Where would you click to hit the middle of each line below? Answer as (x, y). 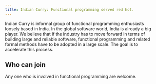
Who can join (25, 65)
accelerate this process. (29, 49)
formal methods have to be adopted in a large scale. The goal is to (71, 44)
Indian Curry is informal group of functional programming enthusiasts (75, 23)
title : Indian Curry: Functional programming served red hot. (69, 10)
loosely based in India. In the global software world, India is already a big (78, 29)
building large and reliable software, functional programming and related (78, 39)
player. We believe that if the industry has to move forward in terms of (75, 34)
